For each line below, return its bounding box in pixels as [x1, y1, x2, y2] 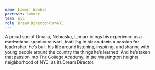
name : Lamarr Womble [5, 7, 47, 12]
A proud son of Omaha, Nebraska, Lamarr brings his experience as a [5, 34, 142, 40]
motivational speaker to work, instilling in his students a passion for [5, 39, 139, 45]
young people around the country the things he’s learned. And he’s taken [5, 49, 150, 55]
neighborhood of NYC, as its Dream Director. [5, 59, 94, 65]
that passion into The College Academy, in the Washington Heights [5, 54, 139, 60]
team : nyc [5, 16, 25, 21]
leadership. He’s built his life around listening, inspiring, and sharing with [5, 44, 150, 50]
